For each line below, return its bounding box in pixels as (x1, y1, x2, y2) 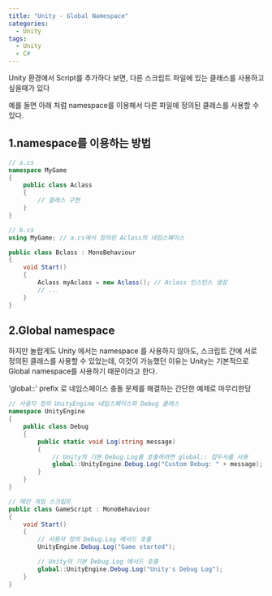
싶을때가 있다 (8, 83, 50, 93)
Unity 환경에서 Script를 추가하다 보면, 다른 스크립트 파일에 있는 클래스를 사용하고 (8, 73, 265, 82)
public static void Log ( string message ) (37, 438, 176, 446)
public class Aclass (23, 181, 93, 189)
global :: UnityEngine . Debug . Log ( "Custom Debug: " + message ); (51, 460, 264, 469)
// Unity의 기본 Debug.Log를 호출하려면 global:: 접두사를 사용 (51, 452, 248, 461)
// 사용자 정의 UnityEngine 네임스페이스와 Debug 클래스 (8, 399, 179, 408)
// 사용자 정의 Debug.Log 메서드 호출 (37, 535, 152, 544)
